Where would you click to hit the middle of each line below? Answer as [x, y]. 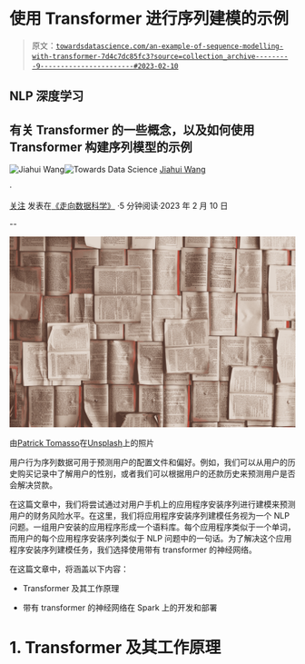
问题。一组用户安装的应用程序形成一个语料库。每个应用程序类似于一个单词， [152, 527]
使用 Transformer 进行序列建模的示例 [149, 19]
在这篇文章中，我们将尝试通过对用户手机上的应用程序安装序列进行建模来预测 [152, 504]
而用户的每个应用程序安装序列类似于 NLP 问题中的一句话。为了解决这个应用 [151, 538]
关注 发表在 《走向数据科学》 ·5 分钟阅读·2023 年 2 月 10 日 [119, 206]
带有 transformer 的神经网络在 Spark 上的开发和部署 [120, 607]
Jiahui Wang [182, 170]
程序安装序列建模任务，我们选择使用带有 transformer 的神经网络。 [133, 550]
